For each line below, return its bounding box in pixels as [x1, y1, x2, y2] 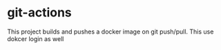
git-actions [7, 5, 73, 21]
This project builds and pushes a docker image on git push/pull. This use [7, 27, 214, 36]
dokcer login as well [7, 34, 64, 42]
